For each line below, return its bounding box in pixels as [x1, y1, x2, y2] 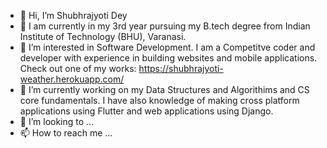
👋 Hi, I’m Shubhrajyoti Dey [19, 10, 128, 21]
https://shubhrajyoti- [138, 63, 224, 74]
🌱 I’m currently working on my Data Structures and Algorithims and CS [19, 84, 310, 95]
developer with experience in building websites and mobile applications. [19, 52, 318, 64]
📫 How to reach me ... [19, 127, 113, 139]
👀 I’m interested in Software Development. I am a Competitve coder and [19, 41, 316, 53]
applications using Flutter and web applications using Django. [19, 105, 274, 117]
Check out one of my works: [19, 63, 137, 74]
